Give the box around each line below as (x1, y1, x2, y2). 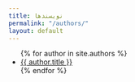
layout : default (8, 27, 63, 35)
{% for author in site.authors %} (20, 49, 128, 59)
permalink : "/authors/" (8, 19, 89, 27)
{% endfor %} (20, 66, 67, 76)
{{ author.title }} (20, 57, 73, 67)
